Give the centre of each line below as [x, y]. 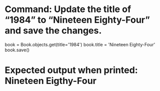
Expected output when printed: [71, 70]
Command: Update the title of [68, 9]
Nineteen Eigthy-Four [51, 81]
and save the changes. [53, 31]
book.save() [17, 50]
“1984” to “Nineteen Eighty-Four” [77, 20]
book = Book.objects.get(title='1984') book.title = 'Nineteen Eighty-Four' [80, 44]
